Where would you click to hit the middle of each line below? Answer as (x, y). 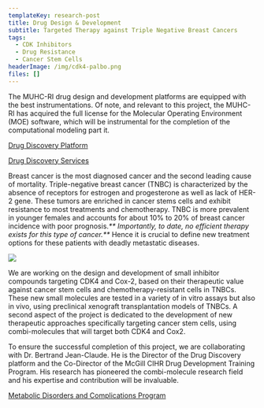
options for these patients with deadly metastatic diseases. (104, 243)
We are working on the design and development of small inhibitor (114, 273)
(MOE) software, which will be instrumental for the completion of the (119, 121)
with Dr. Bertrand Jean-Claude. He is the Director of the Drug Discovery (125, 354)
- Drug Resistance (46, 52)
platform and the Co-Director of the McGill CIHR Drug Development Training (132, 363)
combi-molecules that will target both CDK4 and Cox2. (97, 331)
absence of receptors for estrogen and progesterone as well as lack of (123, 192)
